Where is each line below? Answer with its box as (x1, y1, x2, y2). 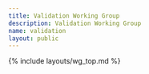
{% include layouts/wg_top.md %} (8, 56, 121, 66)
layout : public (8, 34, 59, 43)
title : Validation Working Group (8, 11, 120, 20)
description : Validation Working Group (8, 19, 142, 27)
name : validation (8, 27, 66, 35)
